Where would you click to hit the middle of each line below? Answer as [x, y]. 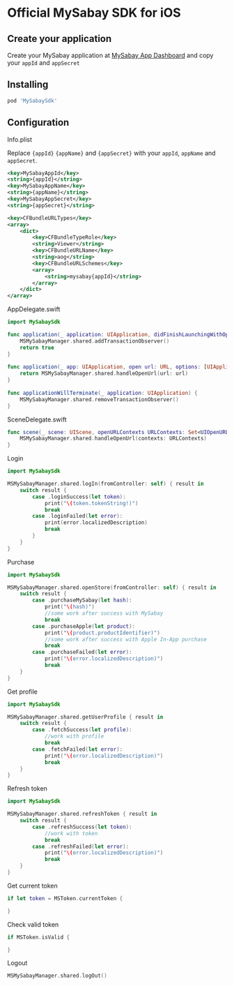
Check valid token [33, 924]
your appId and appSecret [44, 63]
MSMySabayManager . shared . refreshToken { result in [82, 814]
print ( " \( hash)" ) [70, 607]
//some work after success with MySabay [104, 613]
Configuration [38, 122]
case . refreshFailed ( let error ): [81, 846]
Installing [28, 85]
